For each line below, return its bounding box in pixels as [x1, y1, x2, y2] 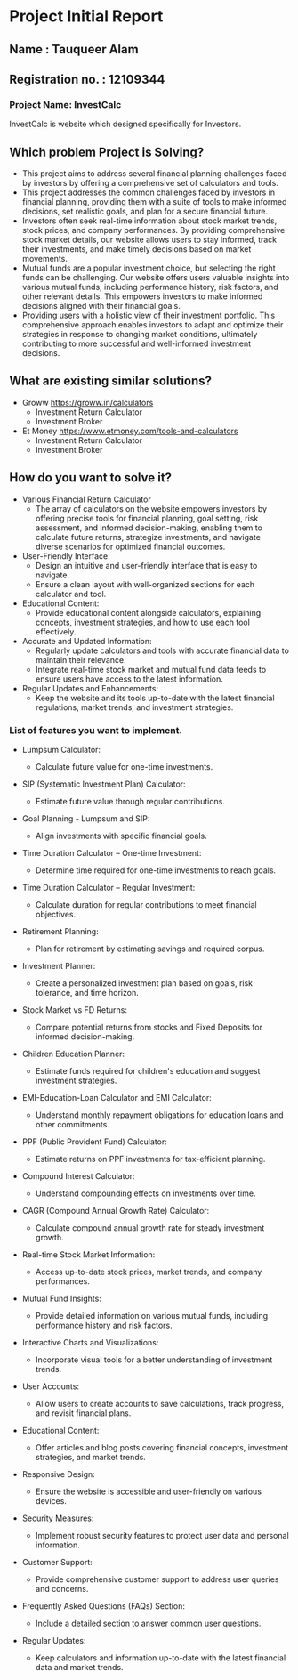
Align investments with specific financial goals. [35, 830, 207, 841]
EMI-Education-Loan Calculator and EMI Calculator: [21, 1093, 212, 1102]
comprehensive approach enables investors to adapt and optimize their [21, 319, 284, 330]
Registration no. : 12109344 [9, 71, 165, 86]
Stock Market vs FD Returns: [21, 1005, 127, 1015]
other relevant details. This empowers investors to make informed [21, 291, 263, 302]
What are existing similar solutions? [9, 374, 212, 389]
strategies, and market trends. [35, 1452, 147, 1462]
